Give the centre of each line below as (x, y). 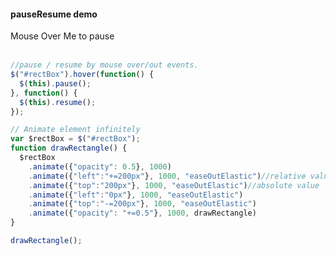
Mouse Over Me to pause (62, 36)
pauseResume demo (54, 14)
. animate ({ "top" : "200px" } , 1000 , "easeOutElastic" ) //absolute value (174, 185)
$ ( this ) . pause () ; (55, 83)
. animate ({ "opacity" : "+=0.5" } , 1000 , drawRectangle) (142, 213)
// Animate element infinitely (75, 130)
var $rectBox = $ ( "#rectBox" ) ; (75, 139)
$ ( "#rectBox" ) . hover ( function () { (82, 75)
